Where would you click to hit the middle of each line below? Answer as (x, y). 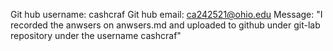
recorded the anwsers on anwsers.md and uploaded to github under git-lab (165, 25)
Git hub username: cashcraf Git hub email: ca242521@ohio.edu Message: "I (166, 14)
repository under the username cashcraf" (96, 35)
